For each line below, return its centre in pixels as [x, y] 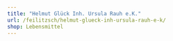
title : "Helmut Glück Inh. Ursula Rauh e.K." [74, 14]
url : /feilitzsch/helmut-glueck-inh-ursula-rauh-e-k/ [87, 20]
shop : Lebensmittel [35, 26]
